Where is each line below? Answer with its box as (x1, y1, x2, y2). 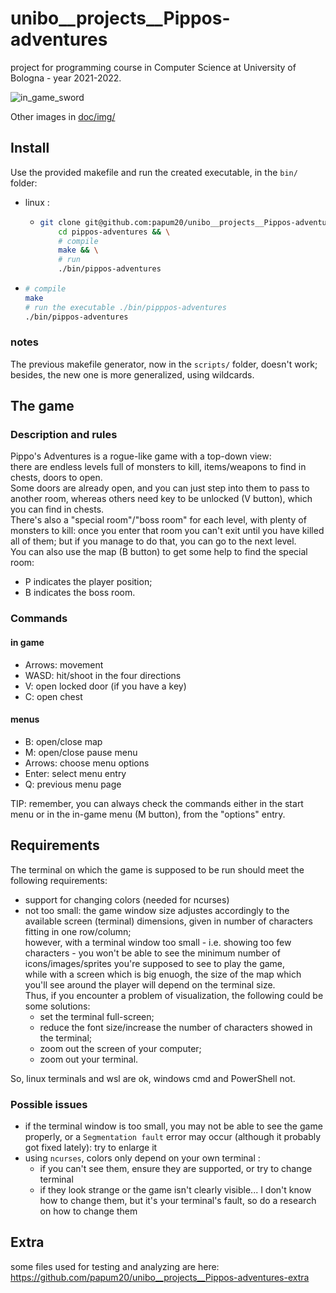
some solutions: (24, 1000, 91, 1012)
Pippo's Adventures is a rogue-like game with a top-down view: (10, 450, 272, 462)
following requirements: (10, 874, 108, 886)
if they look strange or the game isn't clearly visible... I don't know (39, 1183, 312, 1196)
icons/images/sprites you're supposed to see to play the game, (24, 957, 286, 969)
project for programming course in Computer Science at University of (10, 61, 297, 73)
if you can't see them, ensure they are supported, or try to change (39, 1162, 313, 1174)
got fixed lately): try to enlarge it (24, 1141, 158, 1153)
